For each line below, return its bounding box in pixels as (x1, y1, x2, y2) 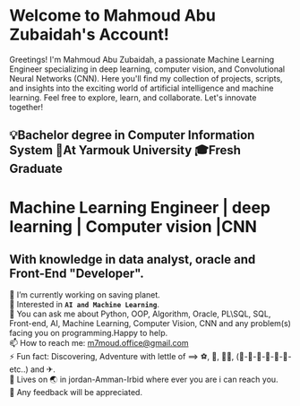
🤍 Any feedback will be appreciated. (9, 387, 143, 398)
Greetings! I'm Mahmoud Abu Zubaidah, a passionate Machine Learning (9, 54, 275, 65)
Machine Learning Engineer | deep (9, 197, 271, 218)
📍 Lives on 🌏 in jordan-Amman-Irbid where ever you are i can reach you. (9, 374, 279, 385)
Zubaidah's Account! (9, 24, 170, 45)
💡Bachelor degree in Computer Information (9, 127, 255, 143)
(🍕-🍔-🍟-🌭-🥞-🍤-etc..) (236, 351, 292, 362)
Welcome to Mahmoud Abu (9, 5, 217, 26)
